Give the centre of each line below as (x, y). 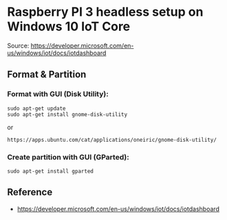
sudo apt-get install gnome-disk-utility (67, 114)
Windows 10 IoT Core (69, 26)
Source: (18, 45)
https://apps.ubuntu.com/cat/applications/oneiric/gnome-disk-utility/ (112, 140)
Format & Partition (47, 75)
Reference (30, 192)
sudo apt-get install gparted (51, 171)
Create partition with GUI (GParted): (68, 157)
